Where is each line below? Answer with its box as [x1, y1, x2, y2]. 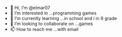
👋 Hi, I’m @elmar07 [10, 5, 50, 10]
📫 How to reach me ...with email [10, 26, 79, 32]
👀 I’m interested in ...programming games [10, 10, 97, 16]
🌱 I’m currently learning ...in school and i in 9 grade [10, 15, 117, 21]
